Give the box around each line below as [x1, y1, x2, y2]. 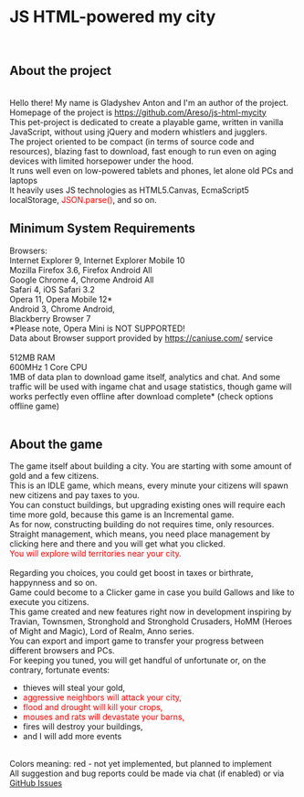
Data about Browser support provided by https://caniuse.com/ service [9, 332, 274, 344]
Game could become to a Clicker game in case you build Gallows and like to [9, 587, 295, 598]
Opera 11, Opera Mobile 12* [9, 293, 113, 304]
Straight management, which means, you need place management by [9, 528, 271, 540]
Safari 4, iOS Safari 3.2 [9, 283, 96, 294]
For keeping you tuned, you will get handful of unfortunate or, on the [9, 655, 267, 666]
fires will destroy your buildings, [22, 721, 143, 732]
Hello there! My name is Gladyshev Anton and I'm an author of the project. [9, 97, 289, 108]
